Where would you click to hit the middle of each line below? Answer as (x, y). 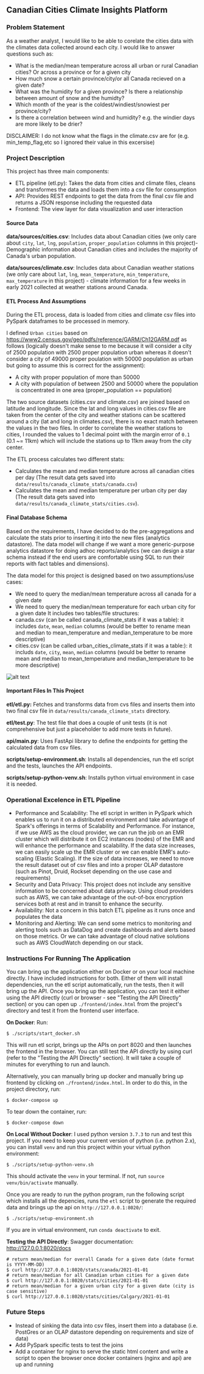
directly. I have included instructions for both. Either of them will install (94, 978)
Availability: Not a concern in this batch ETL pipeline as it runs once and (105, 910)
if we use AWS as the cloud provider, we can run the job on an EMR (100, 833)
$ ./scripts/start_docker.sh (43, 1034)
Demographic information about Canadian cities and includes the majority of (102, 250)
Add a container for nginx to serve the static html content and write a (102, 1351)
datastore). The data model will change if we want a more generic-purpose (100, 544)
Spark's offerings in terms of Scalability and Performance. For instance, (105, 826)
